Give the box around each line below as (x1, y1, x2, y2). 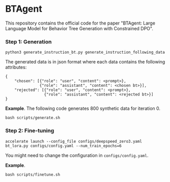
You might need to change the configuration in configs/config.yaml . (5, 152, 149, 158)
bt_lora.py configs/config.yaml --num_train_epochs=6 (5, 143, 122, 148)
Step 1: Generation (5, 38, 52, 45)
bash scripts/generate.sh (5, 116, 60, 121)
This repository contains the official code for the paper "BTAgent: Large (5, 20, 155, 26)
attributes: (5, 64, 27, 71)
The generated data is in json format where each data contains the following (5, 59, 165, 65)
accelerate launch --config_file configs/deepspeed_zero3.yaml (5, 139, 143, 144)
